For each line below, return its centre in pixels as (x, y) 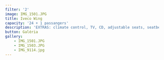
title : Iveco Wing (24, 18)
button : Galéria (21, 32)
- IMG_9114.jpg (29, 50)
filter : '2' (17, 9)
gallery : (14, 37)
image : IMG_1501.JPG (26, 14)
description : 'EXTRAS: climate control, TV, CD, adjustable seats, (75, 28)
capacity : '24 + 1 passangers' (37, 23)
